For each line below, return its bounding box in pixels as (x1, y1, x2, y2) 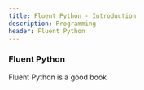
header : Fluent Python (8, 27, 85, 35)
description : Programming (8, 19, 96, 28)
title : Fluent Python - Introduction (8, 11, 137, 20)
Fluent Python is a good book (8, 72, 107, 82)
